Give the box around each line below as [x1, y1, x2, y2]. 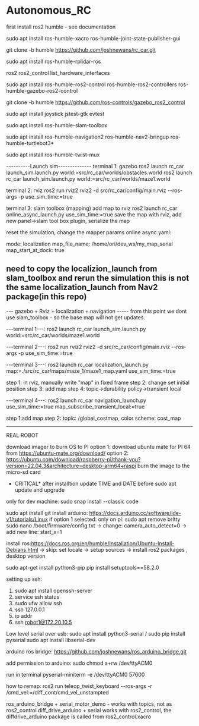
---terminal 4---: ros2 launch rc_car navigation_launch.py [6, 397, 147, 404]
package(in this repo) [6, 292, 87, 302]
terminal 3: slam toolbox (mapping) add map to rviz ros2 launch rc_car [6, 205, 178, 212]
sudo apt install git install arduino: [6, 509, 88, 516]
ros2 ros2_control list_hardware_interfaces [6, 69, 110, 76]
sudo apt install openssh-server [14, 587, 93, 594]
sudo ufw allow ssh [14, 599, 62, 606]
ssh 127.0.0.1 [14, 606, 46, 613]
